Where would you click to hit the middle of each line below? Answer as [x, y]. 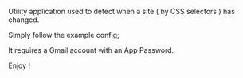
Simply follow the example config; [64, 35]
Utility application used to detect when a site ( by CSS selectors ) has [121, 11]
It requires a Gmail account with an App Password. [91, 50]
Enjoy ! [20, 65]
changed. [24, 20]
